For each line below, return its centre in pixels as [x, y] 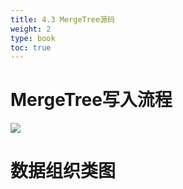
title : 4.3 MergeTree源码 [62, 19]
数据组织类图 [63, 171]
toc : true [31, 47]
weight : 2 [31, 29]
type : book [33, 38]
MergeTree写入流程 [91, 100]
